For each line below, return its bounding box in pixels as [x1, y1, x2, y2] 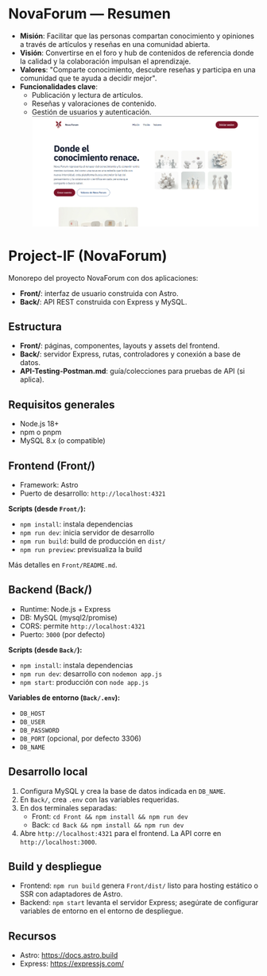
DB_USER [19, 717, 45, 726]
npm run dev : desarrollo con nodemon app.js [19, 669, 163, 679]
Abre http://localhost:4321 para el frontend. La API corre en [19, 828, 222, 838]
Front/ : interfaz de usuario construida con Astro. [19, 288, 179, 298]
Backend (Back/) [8, 583, 93, 597]
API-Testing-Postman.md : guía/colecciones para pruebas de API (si [19, 367, 245, 376]
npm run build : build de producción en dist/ [19, 536, 166, 546]
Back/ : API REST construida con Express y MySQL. [19, 297, 188, 306]
